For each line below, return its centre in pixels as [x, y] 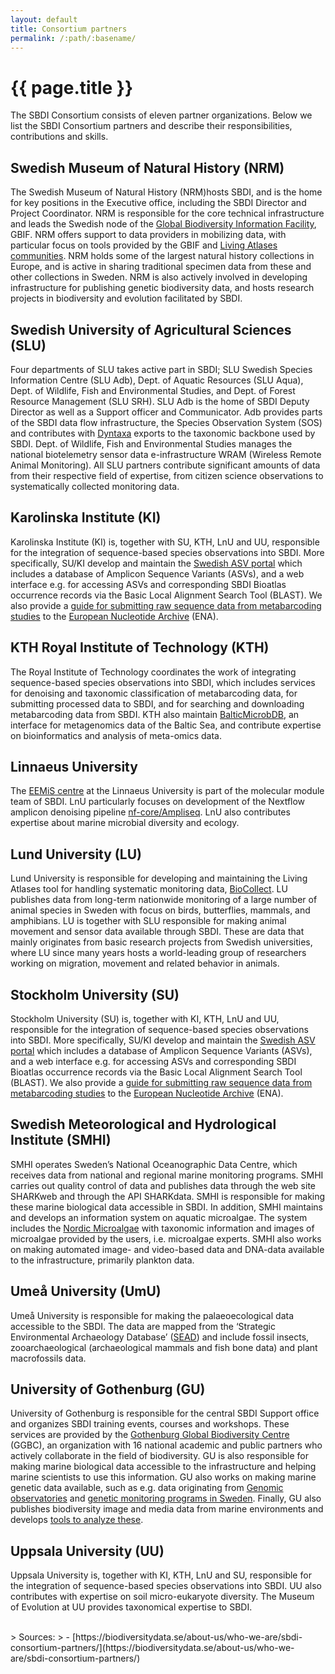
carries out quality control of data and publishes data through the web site [163, 1185]
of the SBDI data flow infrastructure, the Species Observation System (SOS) [166, 422]
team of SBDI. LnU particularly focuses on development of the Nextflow [158, 802]
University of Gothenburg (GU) [108, 1389]
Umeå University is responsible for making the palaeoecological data [152, 1315]
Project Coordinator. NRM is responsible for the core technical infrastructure [167, 213]
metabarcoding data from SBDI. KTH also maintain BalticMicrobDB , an [155, 714]
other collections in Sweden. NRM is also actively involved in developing [159, 277]
